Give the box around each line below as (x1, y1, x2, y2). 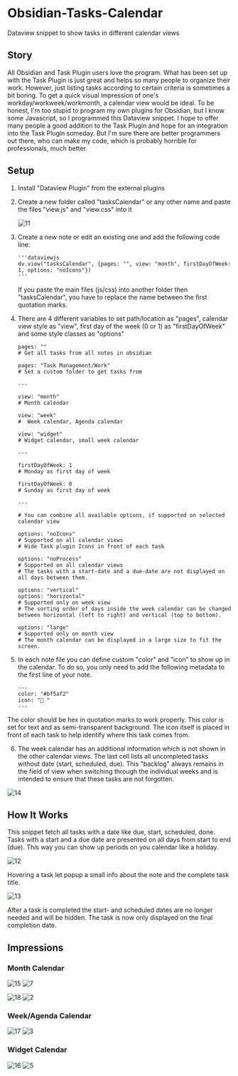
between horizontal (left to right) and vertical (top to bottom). (17, 611, 222, 618)
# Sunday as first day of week (17, 486, 111, 493)
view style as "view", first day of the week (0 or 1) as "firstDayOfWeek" (17, 322, 225, 330)
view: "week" (17, 411, 57, 419)
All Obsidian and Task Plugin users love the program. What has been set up (7, 68, 228, 76)
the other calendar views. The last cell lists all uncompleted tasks (17, 752, 209, 760)
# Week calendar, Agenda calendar (17, 418, 124, 425)
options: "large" (17, 624, 70, 631)
